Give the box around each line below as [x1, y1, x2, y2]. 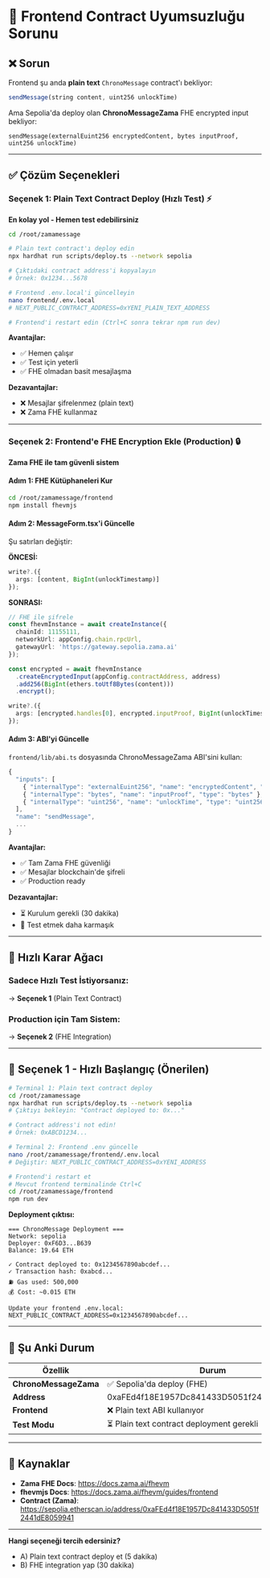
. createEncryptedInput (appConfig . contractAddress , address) [15, 672, 221, 680]
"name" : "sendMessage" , [15, 813, 95, 821]
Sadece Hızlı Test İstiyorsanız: [8, 975, 129, 986]
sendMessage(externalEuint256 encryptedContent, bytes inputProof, [8, 132, 239, 140]
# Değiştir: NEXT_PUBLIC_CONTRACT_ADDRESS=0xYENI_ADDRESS [8, 1158, 207, 1166]
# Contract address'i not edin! [8, 1121, 117, 1129]
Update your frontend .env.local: [8, 1305, 125, 1313]
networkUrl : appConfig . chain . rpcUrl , [15, 636, 142, 644]
